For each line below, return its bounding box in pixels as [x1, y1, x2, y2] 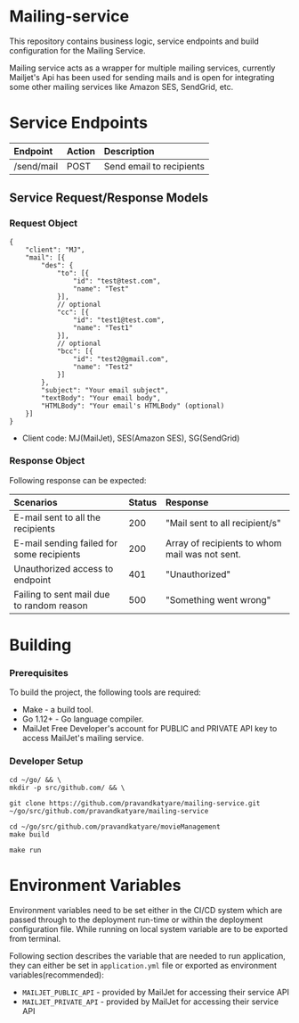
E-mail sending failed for [13, 537, 118, 549]
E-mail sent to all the [13, 511, 101, 524]
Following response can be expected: [9, 474, 147, 485]
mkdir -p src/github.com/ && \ [9, 783, 125, 792]
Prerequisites [9, 666, 69, 679]
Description [103, 144, 155, 157]
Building [9, 635, 72, 656]
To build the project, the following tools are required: [9, 687, 202, 697]
